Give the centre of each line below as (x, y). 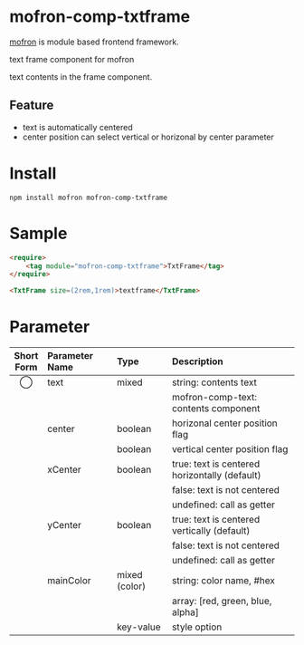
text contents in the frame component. (81, 77)
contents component (216, 409)
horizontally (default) (216, 476)
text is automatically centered (77, 127)
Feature (32, 106)
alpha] (185, 612)
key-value (138, 627)
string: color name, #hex (223, 581)
